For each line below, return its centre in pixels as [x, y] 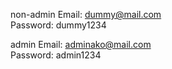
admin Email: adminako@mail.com [81, 44]
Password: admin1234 [56, 55]
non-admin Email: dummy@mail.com [86, 14]
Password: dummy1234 [58, 25]
